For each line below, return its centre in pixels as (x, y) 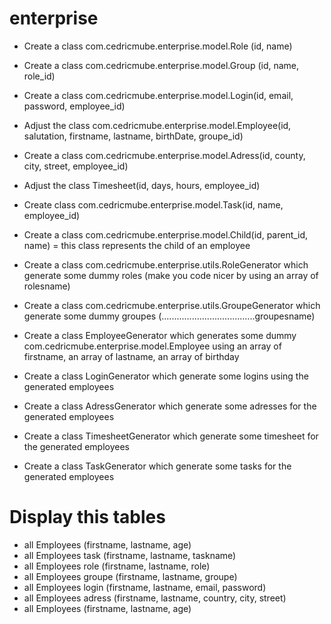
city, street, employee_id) (76, 166)
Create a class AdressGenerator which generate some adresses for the (170, 406)
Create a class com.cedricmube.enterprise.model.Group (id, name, (161, 65)
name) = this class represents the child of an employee (137, 245)
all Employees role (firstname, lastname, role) (117, 566)
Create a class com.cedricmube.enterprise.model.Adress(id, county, (164, 155)
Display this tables (87, 517)
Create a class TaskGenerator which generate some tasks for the (157, 466)
